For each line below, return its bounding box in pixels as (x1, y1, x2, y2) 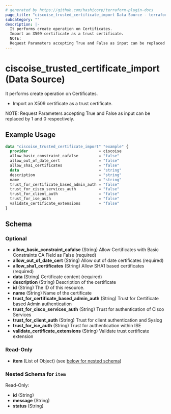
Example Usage (5, 131, 56, 139)
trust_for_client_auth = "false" (10, 191, 120, 197)
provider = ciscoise (10, 149, 122, 154)
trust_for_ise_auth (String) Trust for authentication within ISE (12, 323, 141, 329)
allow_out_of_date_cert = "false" (10, 158, 120, 163)
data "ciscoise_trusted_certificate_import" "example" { (5, 144, 129, 149)
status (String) (12, 403, 44, 409)
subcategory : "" (5, 17, 40, 22)
